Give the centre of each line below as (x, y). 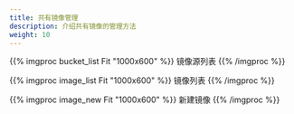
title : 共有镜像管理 (44, 18)
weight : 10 (30, 34)
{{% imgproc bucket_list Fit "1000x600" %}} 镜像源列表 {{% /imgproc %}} (147, 62)
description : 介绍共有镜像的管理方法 (73, 26)
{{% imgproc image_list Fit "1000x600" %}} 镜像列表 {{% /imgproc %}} (142, 81)
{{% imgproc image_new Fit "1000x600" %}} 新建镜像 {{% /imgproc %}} (145, 100)
